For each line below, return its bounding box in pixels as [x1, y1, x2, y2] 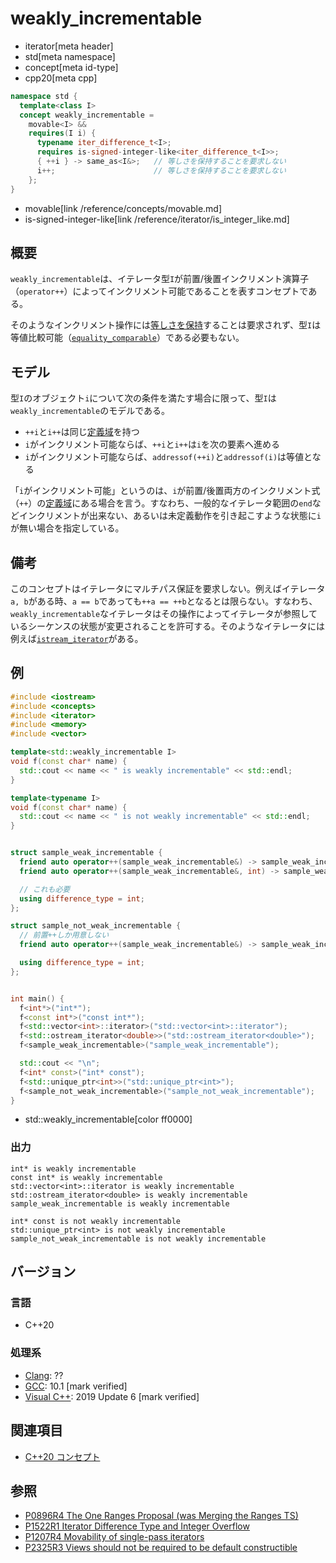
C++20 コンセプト [24, 1450, 101, 1462]
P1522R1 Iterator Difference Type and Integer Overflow [24, 1520, 250, 1532]
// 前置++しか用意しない [19, 930, 110, 941]
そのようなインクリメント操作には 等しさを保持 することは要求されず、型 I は [10, 319, 322, 331]
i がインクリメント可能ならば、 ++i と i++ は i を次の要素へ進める [24, 438, 281, 451]
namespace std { [10, 91, 78, 101]
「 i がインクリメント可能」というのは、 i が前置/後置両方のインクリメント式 [10, 485, 321, 497]
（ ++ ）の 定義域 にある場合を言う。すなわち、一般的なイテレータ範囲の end [10, 497, 313, 509]
